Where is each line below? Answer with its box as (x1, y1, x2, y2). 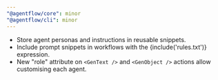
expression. (16, 50, 50, 59)
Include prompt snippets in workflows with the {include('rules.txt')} (16, 43, 208, 51)
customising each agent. (16, 65, 87, 73)
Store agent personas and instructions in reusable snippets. (16, 35, 186, 43)
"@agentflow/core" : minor (6, 10, 81, 17)
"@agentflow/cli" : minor (6, 17, 78, 23)
